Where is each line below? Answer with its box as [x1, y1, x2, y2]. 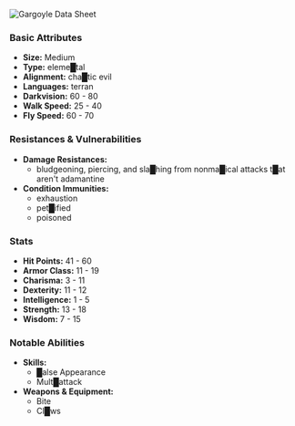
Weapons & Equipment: [22, 386, 114, 397]
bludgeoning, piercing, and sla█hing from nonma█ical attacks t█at [36, 163, 286, 174]
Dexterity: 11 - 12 [22, 284, 87, 296]
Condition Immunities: [22, 182, 109, 193]
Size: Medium [22, 52, 76, 63]
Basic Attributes [9, 31, 83, 44]
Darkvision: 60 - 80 [22, 91, 98, 102]
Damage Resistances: [22, 153, 107, 164]
